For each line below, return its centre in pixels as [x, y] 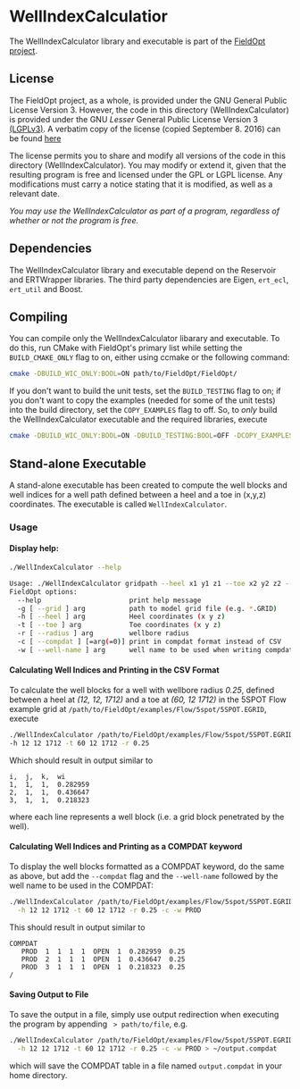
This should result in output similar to [77, 927]
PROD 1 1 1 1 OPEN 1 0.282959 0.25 [103, 951]
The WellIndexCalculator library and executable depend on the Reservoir [143, 270]
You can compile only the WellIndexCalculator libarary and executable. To [145, 339]
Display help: [34, 549]
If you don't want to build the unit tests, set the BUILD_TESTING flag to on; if [145, 391]
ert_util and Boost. [46, 289]
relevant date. [35, 193]
